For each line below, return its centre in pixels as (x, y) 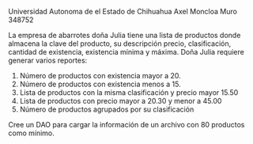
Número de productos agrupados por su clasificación (107, 109)
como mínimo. (31, 133)
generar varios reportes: (48, 60)
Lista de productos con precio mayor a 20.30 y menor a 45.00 (121, 101)
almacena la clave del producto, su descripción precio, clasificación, (120, 44)
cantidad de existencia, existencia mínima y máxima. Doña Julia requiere (126, 52)
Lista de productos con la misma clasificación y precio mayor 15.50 (129, 93)
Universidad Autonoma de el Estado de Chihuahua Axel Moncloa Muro (123, 11)
